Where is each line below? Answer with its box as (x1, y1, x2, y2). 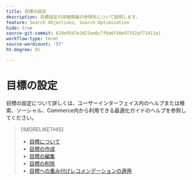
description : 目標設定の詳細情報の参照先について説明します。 (6, 14, 140, 20)
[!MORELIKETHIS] (20, 125, 64, 133)
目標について (29, 138, 60, 145)
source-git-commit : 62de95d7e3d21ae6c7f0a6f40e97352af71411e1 (6, 30, 161, 36)
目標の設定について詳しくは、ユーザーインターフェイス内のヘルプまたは (6, 99, 180, 106)
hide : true (6, 25, 33, 31)
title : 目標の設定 (6, 8, 47, 15)
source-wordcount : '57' (6, 42, 64, 47)
